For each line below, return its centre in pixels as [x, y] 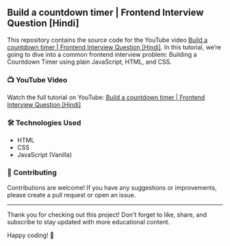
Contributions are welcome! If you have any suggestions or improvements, [112, 187]
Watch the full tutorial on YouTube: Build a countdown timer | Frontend [106, 97]
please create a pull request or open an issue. [72, 195]
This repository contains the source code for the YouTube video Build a [107, 40]
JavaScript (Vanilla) [44, 155]
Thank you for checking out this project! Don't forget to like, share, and [107, 214]
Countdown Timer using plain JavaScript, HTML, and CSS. [90, 62]
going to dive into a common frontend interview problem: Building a [102, 54]
